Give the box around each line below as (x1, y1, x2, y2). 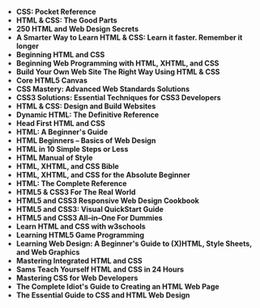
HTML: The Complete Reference (15, 179, 127, 188)
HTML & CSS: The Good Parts (15, 15, 117, 25)
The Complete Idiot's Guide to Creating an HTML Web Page (15, 282, 220, 291)
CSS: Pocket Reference (15, 7, 96, 16)
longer (15, 41, 39, 51)
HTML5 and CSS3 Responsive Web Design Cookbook (15, 196, 200, 205)
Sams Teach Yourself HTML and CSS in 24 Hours (15, 264, 185, 274)
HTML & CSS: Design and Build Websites (15, 101, 156, 111)
